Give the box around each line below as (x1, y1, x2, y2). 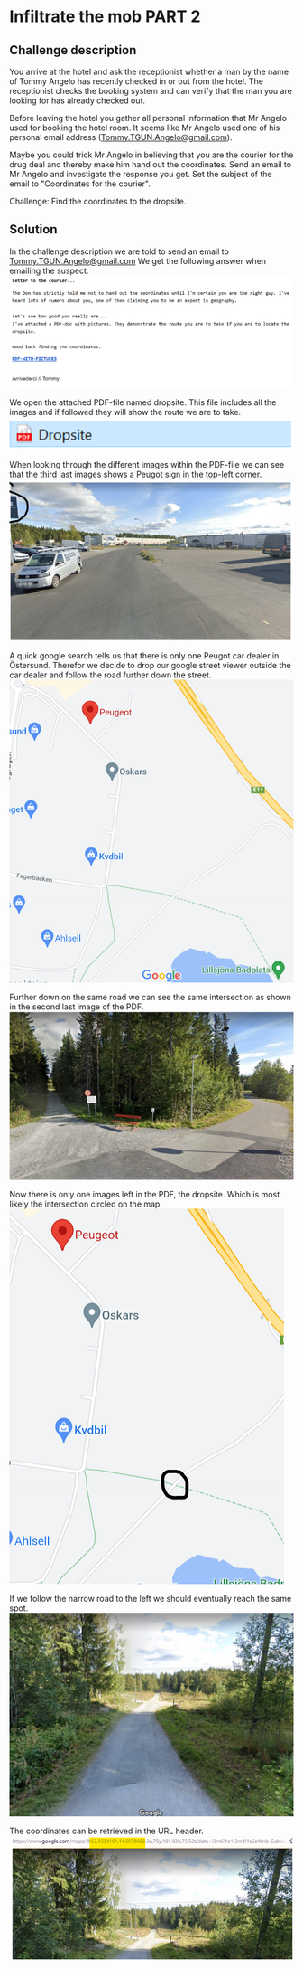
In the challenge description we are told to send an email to (9, 246, 230, 257)
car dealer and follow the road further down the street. (9, 669, 212, 680)
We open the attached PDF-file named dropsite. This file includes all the (9, 397, 277, 408)
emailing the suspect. (9, 265, 89, 276)
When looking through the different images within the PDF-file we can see (9, 459, 285, 469)
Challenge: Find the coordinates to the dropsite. (9, 196, 187, 206)
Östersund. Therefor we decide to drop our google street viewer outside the (9, 659, 291, 670)
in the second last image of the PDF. (9, 1001, 144, 1012)
